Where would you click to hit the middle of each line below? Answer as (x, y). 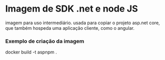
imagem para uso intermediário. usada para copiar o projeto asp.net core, (83, 23)
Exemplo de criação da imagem (45, 41)
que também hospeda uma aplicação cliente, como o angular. (70, 28)
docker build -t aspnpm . (31, 52)
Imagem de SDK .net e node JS (72, 9)
